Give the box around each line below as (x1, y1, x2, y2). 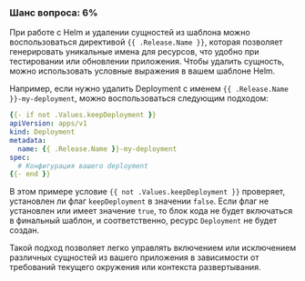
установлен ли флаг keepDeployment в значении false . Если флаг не (9, 196, 269, 206)
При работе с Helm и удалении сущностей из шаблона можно (9, 27, 250, 38)
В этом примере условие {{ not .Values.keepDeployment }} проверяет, (9, 186, 286, 197)
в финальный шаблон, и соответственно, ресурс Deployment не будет (9, 216, 278, 226)
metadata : (9, 135, 47, 145)
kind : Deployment (9, 127, 76, 137)
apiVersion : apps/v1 (9, 119, 88, 128)
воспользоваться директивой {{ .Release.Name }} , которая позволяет (9, 36, 283, 47)
